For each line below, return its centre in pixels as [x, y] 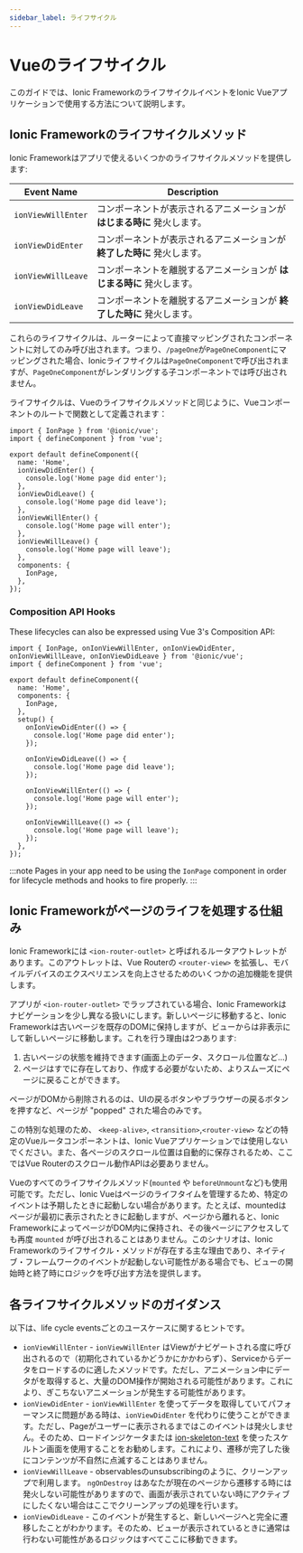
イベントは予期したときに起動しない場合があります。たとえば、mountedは [148, 1205]
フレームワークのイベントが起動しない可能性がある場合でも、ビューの [155, 1262]
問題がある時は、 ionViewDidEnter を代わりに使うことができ [172, 1415]
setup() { [36, 720]
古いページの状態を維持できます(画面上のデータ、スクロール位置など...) [155, 1058]
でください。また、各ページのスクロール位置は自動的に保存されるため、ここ [151, 1153]
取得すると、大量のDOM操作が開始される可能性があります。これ [166, 1381]
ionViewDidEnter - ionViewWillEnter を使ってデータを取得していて [145, 1404]
